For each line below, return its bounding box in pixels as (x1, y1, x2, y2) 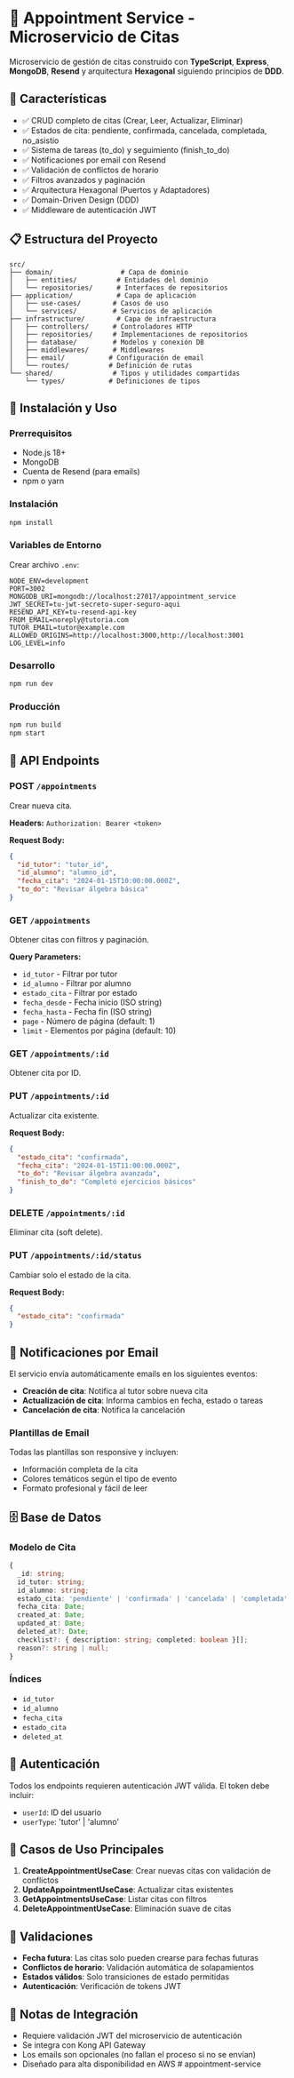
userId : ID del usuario (21, 1807, 102, 1818)
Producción (9, 700, 60, 713)
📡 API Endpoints (9, 753, 100, 768)
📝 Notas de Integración (9, 2007, 139, 2022)
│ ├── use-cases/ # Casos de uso (9, 299, 169, 307)
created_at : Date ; (17, 1611, 86, 1620)
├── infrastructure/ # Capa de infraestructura (9, 314, 217, 323)
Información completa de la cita (21, 1464, 139, 1475)
